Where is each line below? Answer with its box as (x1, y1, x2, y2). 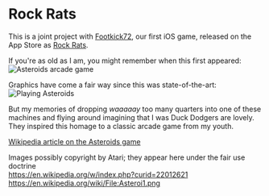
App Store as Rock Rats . (8, 40, 89, 49)
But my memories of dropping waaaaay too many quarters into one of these (8, 104, 262, 114)
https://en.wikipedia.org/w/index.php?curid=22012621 (8, 169, 188, 179)
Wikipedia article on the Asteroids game (8, 136, 141, 146)
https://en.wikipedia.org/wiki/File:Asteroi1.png (8, 178, 161, 188)
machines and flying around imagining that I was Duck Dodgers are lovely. (8, 112, 255, 122)
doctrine (8, 161, 36, 170)
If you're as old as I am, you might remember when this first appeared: (8, 56, 242, 65)
